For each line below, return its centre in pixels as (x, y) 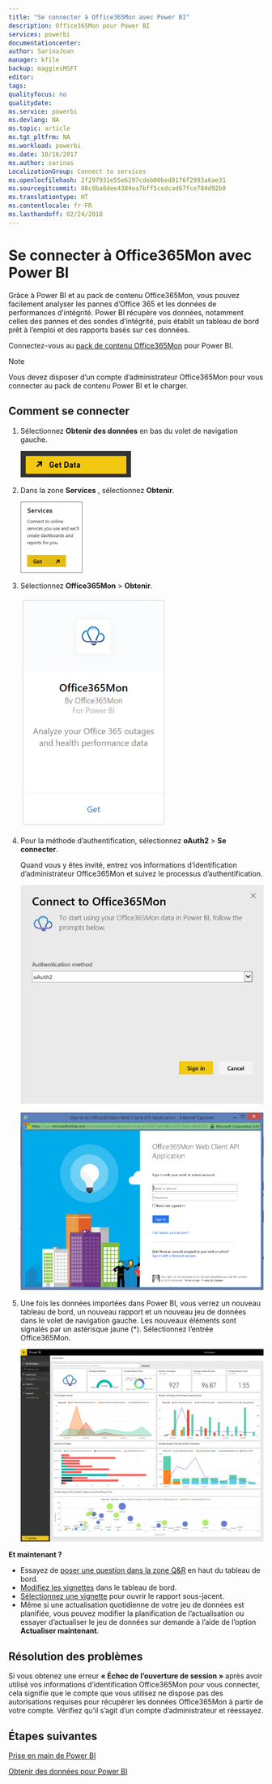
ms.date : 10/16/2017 (43, 154)
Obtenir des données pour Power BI (68, 1772)
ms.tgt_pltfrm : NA (39, 137)
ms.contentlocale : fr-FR (50, 206)
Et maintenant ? (35, 1555)
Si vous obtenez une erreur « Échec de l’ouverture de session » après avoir (136, 1676)
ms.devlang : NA (34, 120)
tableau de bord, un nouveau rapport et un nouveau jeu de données (133, 1312)
